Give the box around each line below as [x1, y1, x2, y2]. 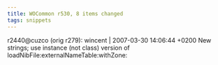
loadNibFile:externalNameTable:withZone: [7, 50, 128, 59]
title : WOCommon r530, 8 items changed [7, 10, 124, 17]
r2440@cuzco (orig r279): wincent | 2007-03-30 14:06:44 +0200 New [7, 36, 212, 44]
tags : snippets [7, 17, 52, 24]
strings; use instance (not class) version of [7, 43, 131, 52]
